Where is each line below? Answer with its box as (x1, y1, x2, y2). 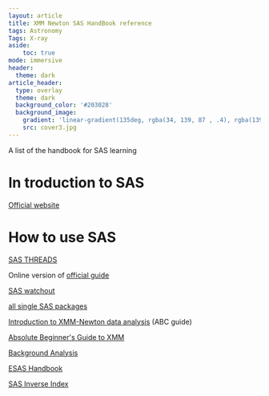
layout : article (8, 11, 62, 20)
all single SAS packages (8, 301, 88, 311)
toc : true (22, 49, 56, 57)
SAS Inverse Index (8, 378, 69, 389)
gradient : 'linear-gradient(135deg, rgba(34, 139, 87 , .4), (22, 116, 231, 124)
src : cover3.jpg (22, 123, 78, 131)
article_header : (8, 79, 62, 87)
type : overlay (15, 86, 62, 95)
